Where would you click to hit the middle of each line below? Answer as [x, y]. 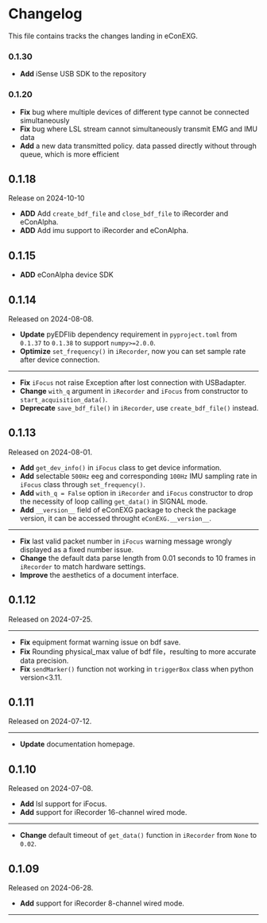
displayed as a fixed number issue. [76, 549]
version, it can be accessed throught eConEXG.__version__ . [116, 518]
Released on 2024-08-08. [51, 318]
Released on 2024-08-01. [50, 452]
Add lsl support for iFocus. [63, 804]
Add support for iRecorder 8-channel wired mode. [102, 903]
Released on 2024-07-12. [50, 722]
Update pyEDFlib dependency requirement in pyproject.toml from [128, 334]
